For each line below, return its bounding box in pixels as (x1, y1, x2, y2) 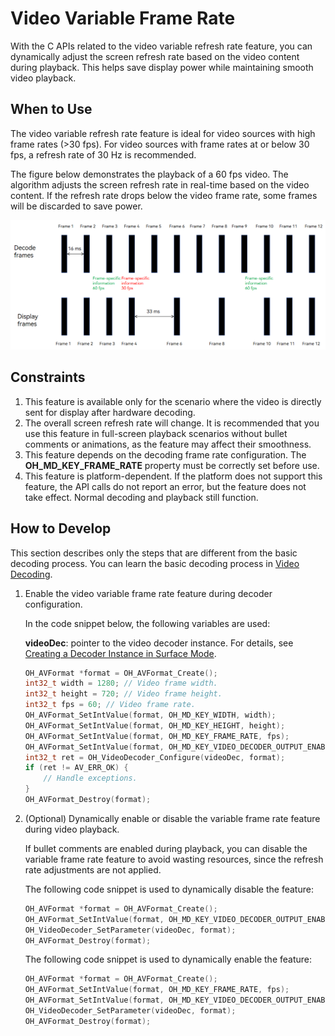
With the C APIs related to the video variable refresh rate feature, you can (10, 40, 313, 52)
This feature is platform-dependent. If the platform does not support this (24, 470, 323, 482)
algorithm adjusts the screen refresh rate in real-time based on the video (10, 178, 310, 191)
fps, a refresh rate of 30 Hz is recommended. (10, 148, 197, 161)
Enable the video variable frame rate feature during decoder (24, 587, 273, 599)
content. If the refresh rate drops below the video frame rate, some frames (10, 189, 318, 201)
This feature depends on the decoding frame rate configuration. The (24, 448, 307, 461)
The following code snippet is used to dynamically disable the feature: (24, 883, 314, 895)
